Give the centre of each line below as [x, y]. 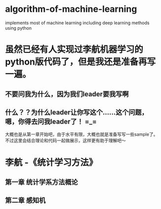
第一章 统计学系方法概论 [41, 182]
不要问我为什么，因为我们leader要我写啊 [67, 94]
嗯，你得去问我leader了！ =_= [51, 121]
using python [18, 28]
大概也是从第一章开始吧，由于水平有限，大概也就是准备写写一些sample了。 [81, 134]
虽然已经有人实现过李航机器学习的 [74, 50]
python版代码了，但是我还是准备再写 [80, 62]
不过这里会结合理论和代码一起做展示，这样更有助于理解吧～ [65, 141]
